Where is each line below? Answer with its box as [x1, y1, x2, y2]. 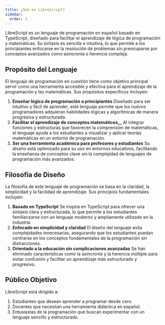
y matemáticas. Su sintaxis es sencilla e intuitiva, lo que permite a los [5, 41, 145, 46]
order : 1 [9, 16, 28, 21]
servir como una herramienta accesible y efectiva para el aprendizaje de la [5, 83, 157, 89]
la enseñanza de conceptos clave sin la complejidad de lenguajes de [12, 151, 152, 157]
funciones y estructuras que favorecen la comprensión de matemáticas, [12, 124, 159, 131]
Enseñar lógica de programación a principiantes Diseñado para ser [12, 98, 151, 104]
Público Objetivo [5, 276, 57, 284]
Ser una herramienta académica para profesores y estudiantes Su [12, 140, 150, 146]
